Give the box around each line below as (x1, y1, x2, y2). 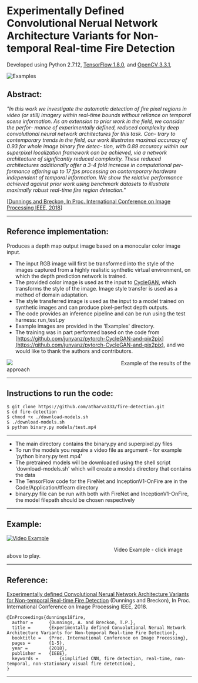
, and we (163, 341, 184, 348)
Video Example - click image (113, 546, 183, 554)
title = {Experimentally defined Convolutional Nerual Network (12, 625, 186, 631)
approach (6, 366, 30, 373)
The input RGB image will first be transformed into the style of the (15, 260, 174, 267)
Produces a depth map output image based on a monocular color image (6, 242, 181, 249)
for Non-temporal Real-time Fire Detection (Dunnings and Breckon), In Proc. (6, 597, 190, 604)
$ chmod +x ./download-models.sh (6, 414, 89, 420)
